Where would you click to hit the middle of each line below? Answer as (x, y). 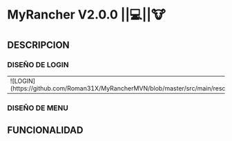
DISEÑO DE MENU (38, 108)
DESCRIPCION (39, 45)
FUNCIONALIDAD (45, 130)
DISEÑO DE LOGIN (38, 64)
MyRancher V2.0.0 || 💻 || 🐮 (86, 15)
